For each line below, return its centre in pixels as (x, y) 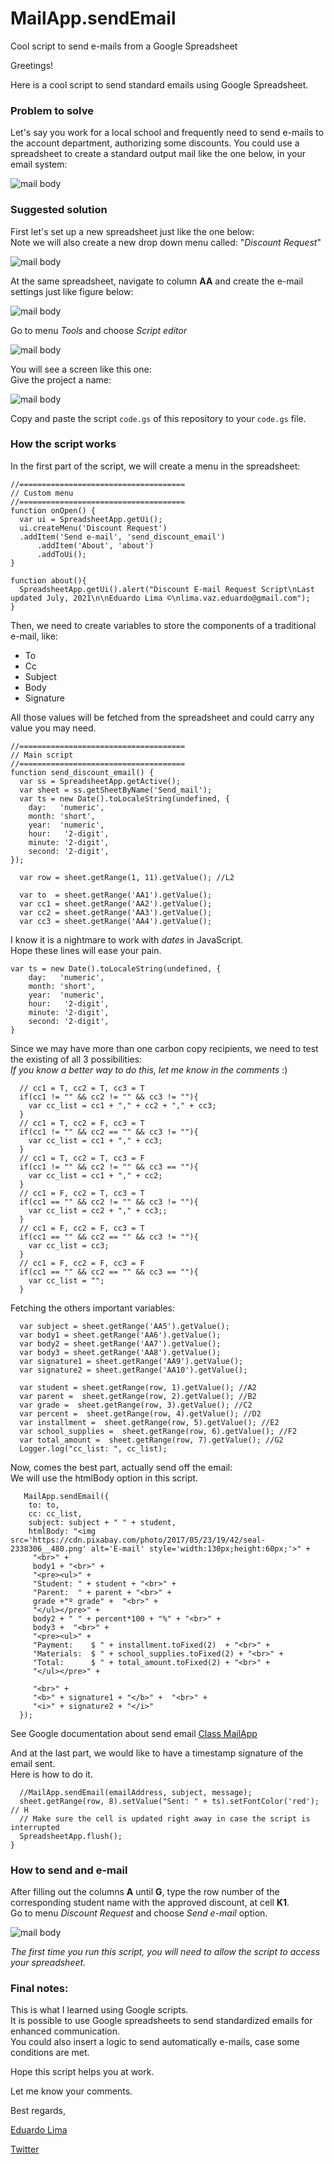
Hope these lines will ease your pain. (86, 950)
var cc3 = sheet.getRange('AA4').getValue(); (116, 921)
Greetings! (32, 65)
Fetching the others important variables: (93, 1308)
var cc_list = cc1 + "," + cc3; (95, 1140)
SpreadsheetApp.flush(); (71, 1836)
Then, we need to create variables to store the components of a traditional (163, 625)
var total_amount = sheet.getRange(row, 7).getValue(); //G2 (151, 1440)
